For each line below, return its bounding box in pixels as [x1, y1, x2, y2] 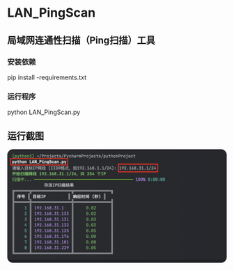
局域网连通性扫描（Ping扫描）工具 [7, 34, 155, 46]
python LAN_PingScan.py [7, 108, 81, 116]
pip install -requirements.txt [7, 73, 87, 81]
